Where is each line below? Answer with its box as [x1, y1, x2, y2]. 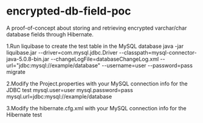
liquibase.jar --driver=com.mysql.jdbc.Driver [6, 48, 118, 56]
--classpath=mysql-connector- [119, 48, 198, 56]
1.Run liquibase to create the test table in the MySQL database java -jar [6, 42, 184, 50]
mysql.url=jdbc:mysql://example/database [6, 93, 112, 100]
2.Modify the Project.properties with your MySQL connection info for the [6, 80, 188, 87]
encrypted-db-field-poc [6, 4, 132, 18]
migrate [6, 68, 26, 75]
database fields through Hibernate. [6, 30, 94, 38]
